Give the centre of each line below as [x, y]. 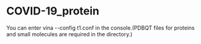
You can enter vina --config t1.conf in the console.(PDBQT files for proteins [100, 28]
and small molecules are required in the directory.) [69, 34]
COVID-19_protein [53, 11]
